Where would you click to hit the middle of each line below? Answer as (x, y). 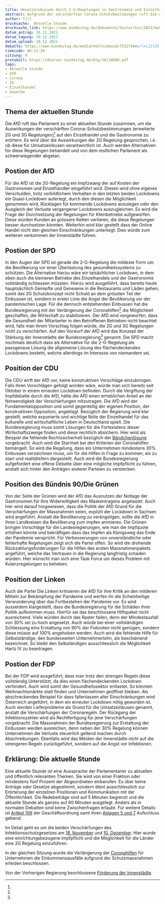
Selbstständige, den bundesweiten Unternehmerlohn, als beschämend (76, 638)
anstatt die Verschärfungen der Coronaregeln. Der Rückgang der (71, 712)
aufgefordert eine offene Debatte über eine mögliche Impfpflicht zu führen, (81, 464)
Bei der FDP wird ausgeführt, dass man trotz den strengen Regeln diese (78, 676)
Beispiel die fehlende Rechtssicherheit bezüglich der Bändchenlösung (76, 437)
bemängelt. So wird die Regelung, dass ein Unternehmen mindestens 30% (81, 448)
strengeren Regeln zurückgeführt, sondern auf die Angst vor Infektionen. (79, 744)
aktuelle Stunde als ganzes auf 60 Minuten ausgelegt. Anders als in (73, 802)
